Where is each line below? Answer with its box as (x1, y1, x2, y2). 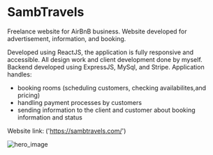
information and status (17, 113, 82, 122)
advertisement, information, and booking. (7, 34, 126, 42)
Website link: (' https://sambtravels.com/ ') (7, 127, 126, 135)
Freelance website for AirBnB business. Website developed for (7, 27, 187, 35)
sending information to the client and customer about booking (17, 106, 196, 114)
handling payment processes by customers (17, 98, 142, 106)
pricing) (17, 91, 41, 99)
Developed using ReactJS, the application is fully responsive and (7, 48, 194, 56)
